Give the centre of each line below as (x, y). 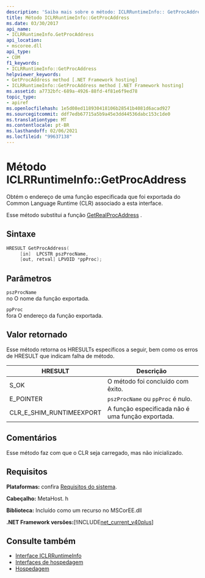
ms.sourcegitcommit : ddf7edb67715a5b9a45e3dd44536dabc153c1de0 (88, 114)
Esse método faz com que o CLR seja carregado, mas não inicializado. (95, 452)
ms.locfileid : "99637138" (39, 137)
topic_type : (21, 97)
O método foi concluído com (148, 381)
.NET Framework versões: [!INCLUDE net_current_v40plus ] (80, 522)
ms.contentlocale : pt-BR (38, 126)
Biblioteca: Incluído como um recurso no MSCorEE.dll (74, 510)
